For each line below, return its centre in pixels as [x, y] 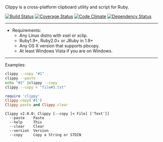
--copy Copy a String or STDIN [45, 135]
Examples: [15, 65]
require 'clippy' [23, 96]
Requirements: [26, 30]
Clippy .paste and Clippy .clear [37, 105]
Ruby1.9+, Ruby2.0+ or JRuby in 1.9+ [56, 40]
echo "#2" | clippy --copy [31, 83]
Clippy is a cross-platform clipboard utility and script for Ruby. [67, 7]
